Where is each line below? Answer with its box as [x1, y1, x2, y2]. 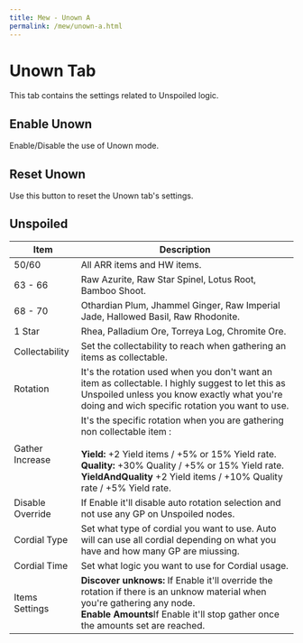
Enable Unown [9, 116, 93, 132]
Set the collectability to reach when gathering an [80, 339, 287, 352]
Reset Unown [9, 166, 86, 181]
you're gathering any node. [80, 596, 196, 609]
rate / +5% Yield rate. [80, 482, 171, 494]
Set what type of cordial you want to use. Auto [80, 522, 277, 535]
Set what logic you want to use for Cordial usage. [80, 559, 289, 572]
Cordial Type [14, 533, 69, 546]
